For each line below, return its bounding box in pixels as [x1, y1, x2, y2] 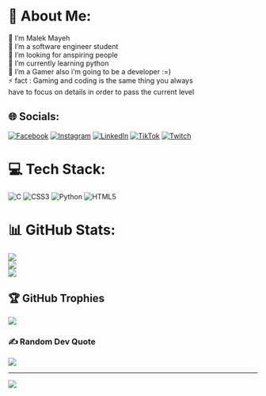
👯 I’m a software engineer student [8, 41, 119, 51]
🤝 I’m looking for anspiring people [8, 50, 119, 59]
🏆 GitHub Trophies [8, 292, 105, 305]
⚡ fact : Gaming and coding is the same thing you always [8, 75, 194, 85]
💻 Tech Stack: [8, 160, 106, 178]
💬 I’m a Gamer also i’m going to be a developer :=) [8, 66, 172, 76]
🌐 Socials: [8, 110, 60, 123]
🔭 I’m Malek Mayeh [8, 33, 70, 43]
